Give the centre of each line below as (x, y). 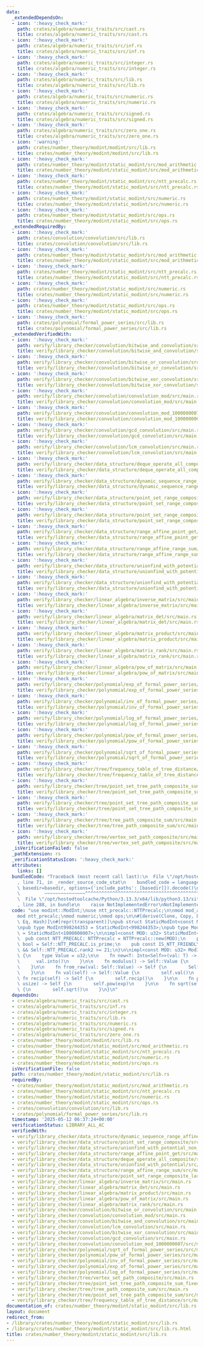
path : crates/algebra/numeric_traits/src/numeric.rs (85, 97)
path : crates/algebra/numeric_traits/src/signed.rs (84, 114)
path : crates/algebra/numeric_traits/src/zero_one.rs (87, 131)
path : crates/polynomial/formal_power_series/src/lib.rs (91, 323)
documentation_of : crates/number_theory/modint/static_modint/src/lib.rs (102, 1306)
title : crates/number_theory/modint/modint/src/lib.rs (88, 153)
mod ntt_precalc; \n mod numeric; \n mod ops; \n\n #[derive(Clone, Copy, (106, 916)
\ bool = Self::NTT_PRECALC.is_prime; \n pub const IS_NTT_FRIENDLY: (110, 945)
